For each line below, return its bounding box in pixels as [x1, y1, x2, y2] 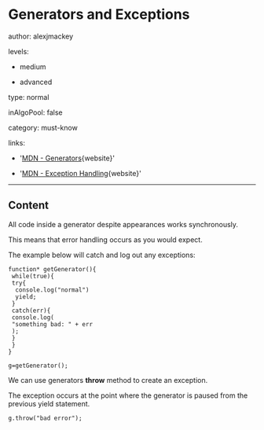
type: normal [8, 92, 49, 101]
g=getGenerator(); [8, 362, 68, 369]
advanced [19, 77, 53, 86]
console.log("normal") [15, 285, 90, 294]
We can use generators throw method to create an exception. [8, 375, 208, 384]
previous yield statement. [8, 399, 90, 408]
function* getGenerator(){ [8, 265, 97, 273]
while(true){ [11, 272, 55, 280]
